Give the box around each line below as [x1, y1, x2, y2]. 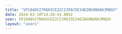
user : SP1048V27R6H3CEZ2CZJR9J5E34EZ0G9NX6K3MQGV [5, 16, 111, 21]
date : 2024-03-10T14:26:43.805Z [5, 12, 73, 17]
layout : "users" [5, 21, 39, 26]
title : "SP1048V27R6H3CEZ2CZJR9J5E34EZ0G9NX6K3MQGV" [5, 7, 118, 12]
